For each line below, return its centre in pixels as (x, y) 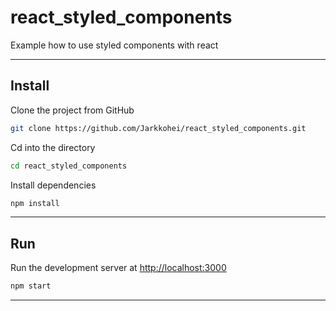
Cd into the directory (53, 147)
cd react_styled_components (69, 166)
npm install (35, 203)
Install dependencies (53, 185)
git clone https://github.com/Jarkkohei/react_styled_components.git (158, 128)
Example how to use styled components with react (114, 45)
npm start (31, 286)
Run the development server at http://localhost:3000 (118, 268)
